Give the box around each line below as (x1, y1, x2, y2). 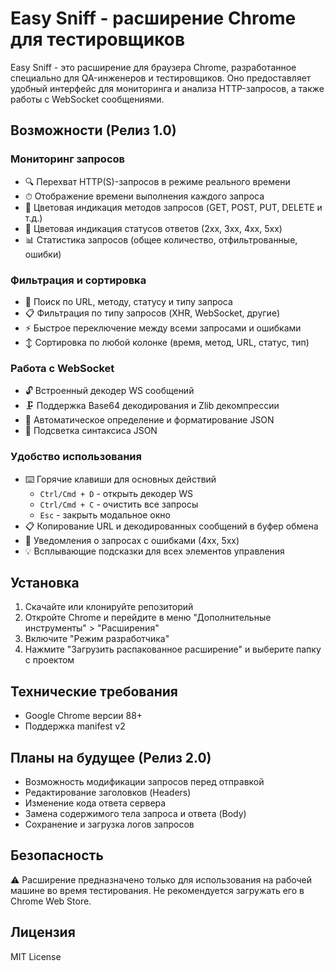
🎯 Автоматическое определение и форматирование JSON (24, 414, 275, 426)
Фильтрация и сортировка (10, 273, 147, 287)
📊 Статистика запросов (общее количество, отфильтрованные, (24, 233, 298, 246)
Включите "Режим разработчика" (24, 633, 170, 645)
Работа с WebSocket (10, 361, 115, 375)
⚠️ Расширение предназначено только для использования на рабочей (10, 873, 312, 886)
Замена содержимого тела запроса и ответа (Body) (24, 807, 247, 819)
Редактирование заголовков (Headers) (24, 786, 192, 798)
